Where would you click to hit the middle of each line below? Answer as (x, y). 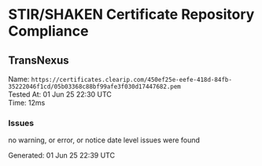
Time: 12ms (27, 103)
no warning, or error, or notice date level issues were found (104, 140)
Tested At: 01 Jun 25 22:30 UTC (60, 94)
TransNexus (39, 60)
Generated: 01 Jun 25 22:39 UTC (62, 156)
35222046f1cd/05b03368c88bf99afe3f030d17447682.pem (94, 87)
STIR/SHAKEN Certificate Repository (131, 15)
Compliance (48, 31)
